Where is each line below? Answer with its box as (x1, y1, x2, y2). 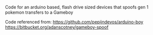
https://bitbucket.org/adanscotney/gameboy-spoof (5, 24, 109, 30)
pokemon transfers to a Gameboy (5, 9, 74, 15)
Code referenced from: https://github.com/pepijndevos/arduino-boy (5, 19, 144, 25)
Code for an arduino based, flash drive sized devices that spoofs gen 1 (5, 4, 149, 10)
